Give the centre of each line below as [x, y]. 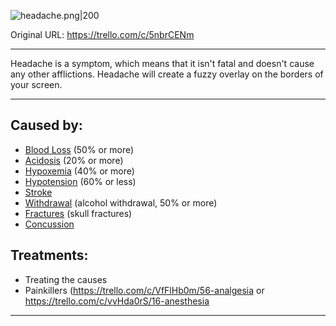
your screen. [36, 84]
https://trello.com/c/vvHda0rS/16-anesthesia [117, 301]
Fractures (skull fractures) [78, 213]
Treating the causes [66, 279]
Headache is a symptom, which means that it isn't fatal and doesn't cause [162, 63]
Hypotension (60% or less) [80, 181]
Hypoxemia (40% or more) [79, 171]
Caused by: [46, 125]
